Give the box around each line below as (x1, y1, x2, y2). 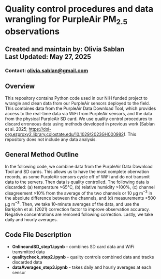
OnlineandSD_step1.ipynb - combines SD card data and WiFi (12, 244, 134, 249)
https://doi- (29, 126, 52, 132)
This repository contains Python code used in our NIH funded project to (5, 95, 148, 101)
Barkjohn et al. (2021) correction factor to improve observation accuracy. (5, 207, 150, 212)
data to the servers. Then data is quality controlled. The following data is (5, 179, 149, 185)
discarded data (12, 259, 43, 265)
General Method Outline (5, 151, 79, 159)
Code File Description (5, 231, 72, 239)
